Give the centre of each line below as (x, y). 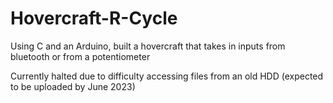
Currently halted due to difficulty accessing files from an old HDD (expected (167, 76)
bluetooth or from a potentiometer (80, 56)
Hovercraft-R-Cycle (94, 18)
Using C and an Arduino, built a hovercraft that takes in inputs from (148, 46)
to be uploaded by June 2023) (73, 86)
